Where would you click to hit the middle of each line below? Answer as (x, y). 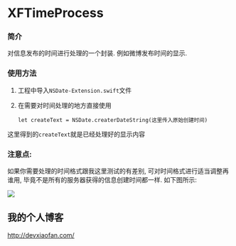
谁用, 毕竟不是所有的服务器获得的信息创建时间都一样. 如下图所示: (102, 180)
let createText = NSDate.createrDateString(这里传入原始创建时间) (113, 120)
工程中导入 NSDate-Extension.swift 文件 (75, 90)
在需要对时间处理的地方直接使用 (64, 105)
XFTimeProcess (56, 13)
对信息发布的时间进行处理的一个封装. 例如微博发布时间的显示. (97, 53)
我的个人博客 (36, 218)
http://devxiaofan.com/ (41, 235)
